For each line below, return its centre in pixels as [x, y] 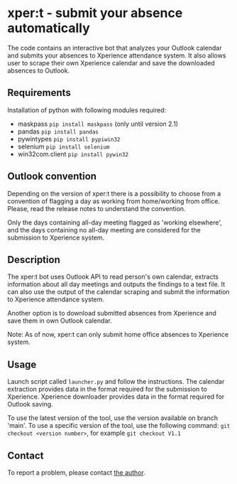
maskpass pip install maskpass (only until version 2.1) [98, 124]
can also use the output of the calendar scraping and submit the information [118, 292]
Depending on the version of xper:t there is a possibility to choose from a [114, 193]
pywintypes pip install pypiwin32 [69, 139]
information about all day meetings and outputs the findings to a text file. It [116, 284]
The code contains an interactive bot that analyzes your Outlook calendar [115, 48]
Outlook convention [52, 177]
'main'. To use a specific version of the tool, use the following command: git [119, 426]
